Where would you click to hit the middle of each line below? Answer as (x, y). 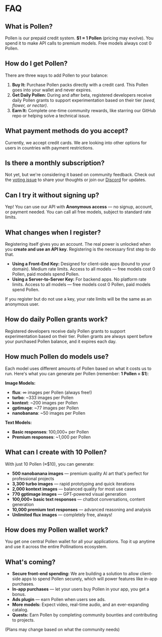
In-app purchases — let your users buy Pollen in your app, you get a (81, 589)
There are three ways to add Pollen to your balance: (57, 75)
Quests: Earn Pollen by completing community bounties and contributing (85, 615)
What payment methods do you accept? (66, 131)
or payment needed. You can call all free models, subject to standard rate (78, 212)
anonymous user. (22, 304)
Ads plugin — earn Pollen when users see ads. (59, 600)
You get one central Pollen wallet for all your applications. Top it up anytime (80, 541)
